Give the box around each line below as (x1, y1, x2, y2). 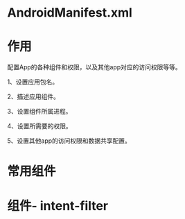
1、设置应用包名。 (7, 78, 59, 86)
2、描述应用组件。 (7, 92, 60, 101)
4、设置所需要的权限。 (7, 122, 73, 130)
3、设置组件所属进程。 (7, 107, 72, 116)
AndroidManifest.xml (7, 5, 133, 21)
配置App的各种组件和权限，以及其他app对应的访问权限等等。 (7, 63, 182, 71)
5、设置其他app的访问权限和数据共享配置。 (7, 137, 132, 145)
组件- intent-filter (7, 198, 109, 213)
